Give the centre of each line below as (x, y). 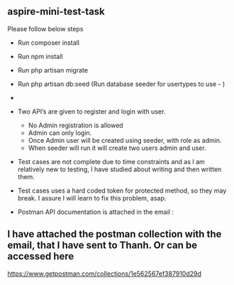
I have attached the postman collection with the (115, 234)
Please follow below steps (45, 28)
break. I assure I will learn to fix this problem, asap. (92, 198)
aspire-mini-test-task (56, 12)
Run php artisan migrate (53, 70)
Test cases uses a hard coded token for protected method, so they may (122, 190)
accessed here (41, 256)
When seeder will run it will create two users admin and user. (117, 148)
